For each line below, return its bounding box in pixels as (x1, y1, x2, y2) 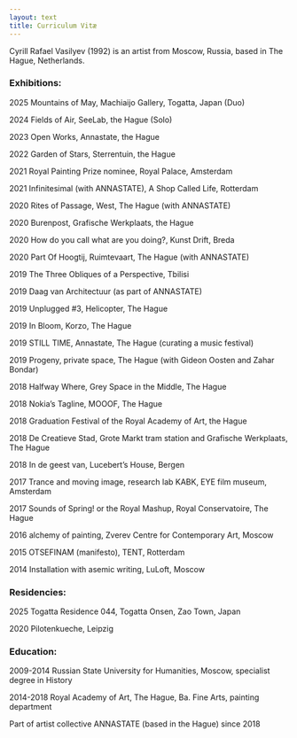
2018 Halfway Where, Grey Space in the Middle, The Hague (9, 381, 227, 392)
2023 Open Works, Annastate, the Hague (9, 131, 160, 142)
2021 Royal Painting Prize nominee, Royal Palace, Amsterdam (9, 166, 233, 176)
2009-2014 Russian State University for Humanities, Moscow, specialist (9, 665, 270, 676)
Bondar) (9, 364, 39, 375)
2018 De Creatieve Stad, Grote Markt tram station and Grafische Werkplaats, (9, 432, 288, 443)
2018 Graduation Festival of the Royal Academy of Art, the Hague (9, 416, 247, 426)
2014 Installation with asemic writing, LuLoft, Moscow (9, 563, 206, 574)
